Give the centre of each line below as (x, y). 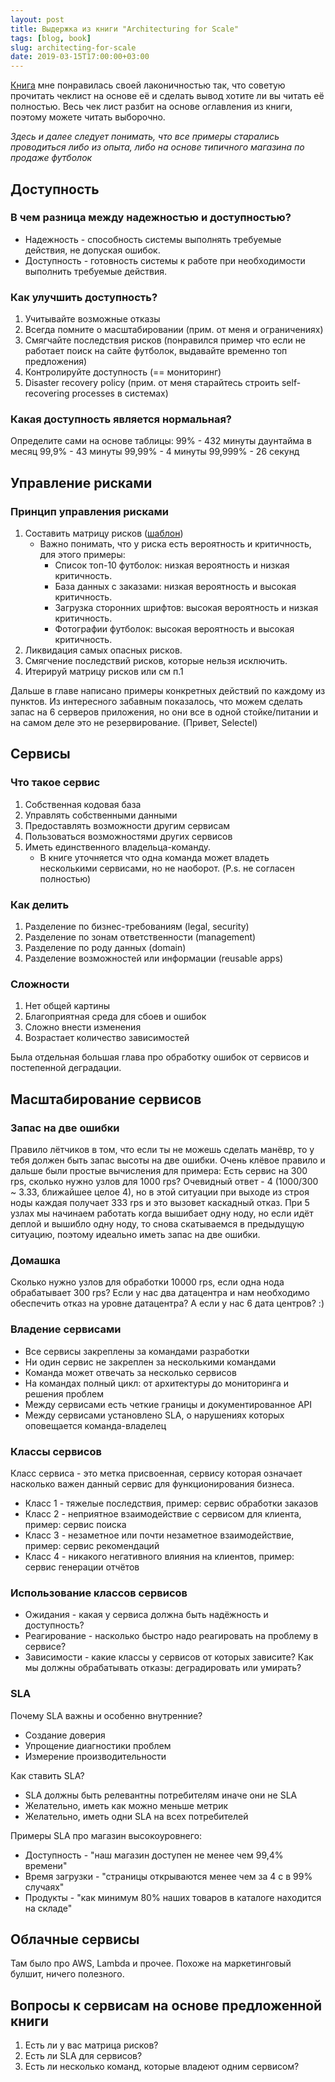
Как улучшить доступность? (84, 297)
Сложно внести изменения (83, 1027)
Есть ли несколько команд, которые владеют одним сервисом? (162, 2067)
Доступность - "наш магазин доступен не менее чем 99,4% (154, 1855)
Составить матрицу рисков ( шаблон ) (104, 533)
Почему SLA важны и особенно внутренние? (106, 1715)
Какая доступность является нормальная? (121, 419)
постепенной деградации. (66, 1068)
